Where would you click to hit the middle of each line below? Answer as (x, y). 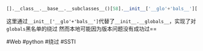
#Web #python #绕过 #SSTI (41, 41)
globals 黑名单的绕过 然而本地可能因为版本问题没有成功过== (82, 29)
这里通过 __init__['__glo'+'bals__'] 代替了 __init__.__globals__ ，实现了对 (101, 21)
